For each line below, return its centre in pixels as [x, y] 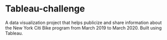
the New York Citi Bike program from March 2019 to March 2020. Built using [83, 27]
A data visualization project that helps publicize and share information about [83, 22]
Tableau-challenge [45, 9]
